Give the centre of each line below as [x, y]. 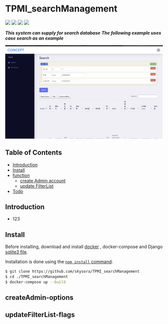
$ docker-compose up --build [35, 282]
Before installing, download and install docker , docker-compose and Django [84, 247]
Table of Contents [34, 153]
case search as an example [34, 38]
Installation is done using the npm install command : [59, 262]
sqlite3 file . [17, 252]
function [21, 175]
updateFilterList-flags [40, 315]
